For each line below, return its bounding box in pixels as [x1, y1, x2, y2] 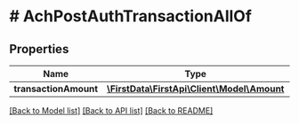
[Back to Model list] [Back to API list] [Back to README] [9, 105, 214, 116]
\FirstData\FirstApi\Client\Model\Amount [106, 82, 285, 95]
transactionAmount [13, 82, 99, 95]
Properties [9, 42, 69, 57]
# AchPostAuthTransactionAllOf [9, 6, 252, 27]
